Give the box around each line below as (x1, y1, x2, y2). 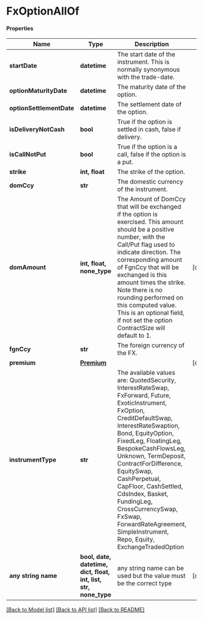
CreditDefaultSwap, (117, 414, 173, 423)
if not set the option (117, 316, 173, 325)
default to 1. (117, 332, 152, 340)
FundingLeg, (117, 497, 153, 506)
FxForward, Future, (117, 391, 171, 400)
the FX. (117, 349, 138, 357)
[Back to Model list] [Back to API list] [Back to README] (6, 606, 145, 614)
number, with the (117, 233, 166, 241)
